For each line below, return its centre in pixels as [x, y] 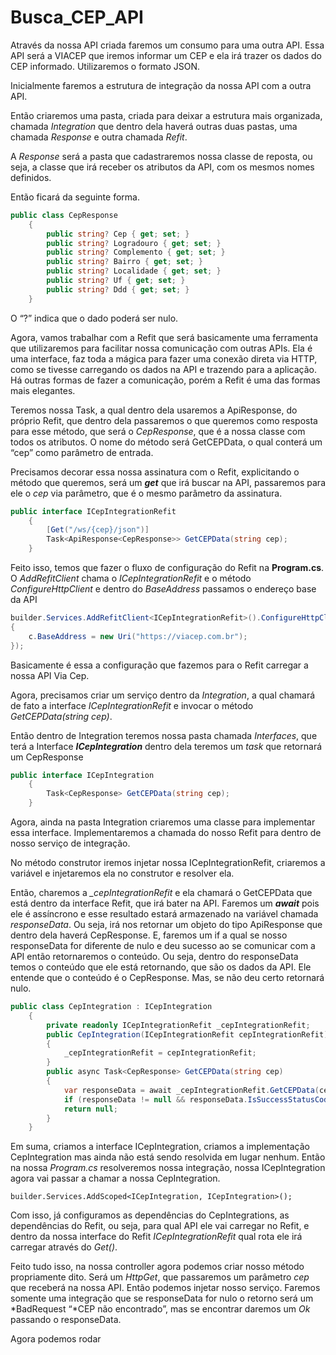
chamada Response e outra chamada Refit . [99, 137]
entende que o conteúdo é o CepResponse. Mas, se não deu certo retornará [167, 978]
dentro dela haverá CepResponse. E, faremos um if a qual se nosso [149, 935]
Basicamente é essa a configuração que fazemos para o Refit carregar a [159, 665]
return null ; [90, 1109]
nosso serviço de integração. [70, 843]
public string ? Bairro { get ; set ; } [124, 262]
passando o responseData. [66, 1320]
